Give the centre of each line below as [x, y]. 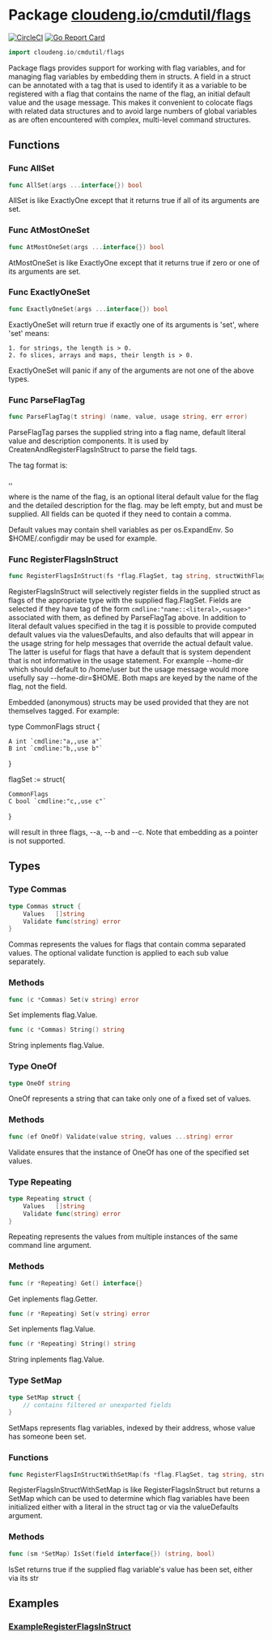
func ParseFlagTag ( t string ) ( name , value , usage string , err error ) [128, 417]
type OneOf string [39, 1083]
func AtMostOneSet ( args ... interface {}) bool [86, 247]
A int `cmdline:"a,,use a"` [56, 742]
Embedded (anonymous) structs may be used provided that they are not [129, 702]
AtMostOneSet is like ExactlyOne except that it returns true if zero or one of [134, 262]
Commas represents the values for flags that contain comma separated [127, 944]
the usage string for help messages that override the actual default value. [131, 644]
